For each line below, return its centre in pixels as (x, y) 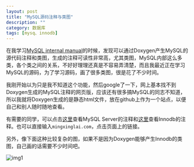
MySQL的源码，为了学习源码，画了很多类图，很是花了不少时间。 (84, 72)
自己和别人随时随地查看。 (37, 107)
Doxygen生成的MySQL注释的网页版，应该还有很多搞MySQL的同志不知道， (96, 92)
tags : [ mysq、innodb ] (32, 33)
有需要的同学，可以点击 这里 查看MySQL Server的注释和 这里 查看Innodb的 (93, 119)
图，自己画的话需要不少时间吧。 (44, 146)
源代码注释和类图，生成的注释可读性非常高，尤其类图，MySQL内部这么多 (94, 58)
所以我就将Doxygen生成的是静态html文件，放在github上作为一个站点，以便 (96, 99)
